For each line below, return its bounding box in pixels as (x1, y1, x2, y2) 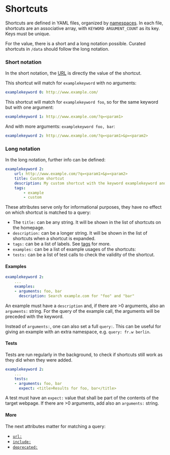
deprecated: (12, 445, 38, 450)
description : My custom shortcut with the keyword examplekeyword (14, 181, 157, 186)
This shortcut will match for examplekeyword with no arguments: (5, 80, 137, 86)
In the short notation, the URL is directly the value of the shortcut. (5, 70, 142, 76)
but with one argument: (5, 105, 54, 111)
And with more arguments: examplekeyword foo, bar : (5, 123, 115, 129)
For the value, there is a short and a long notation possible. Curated (5, 40, 146, 46)
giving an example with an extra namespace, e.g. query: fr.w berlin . (5, 329, 151, 335)
